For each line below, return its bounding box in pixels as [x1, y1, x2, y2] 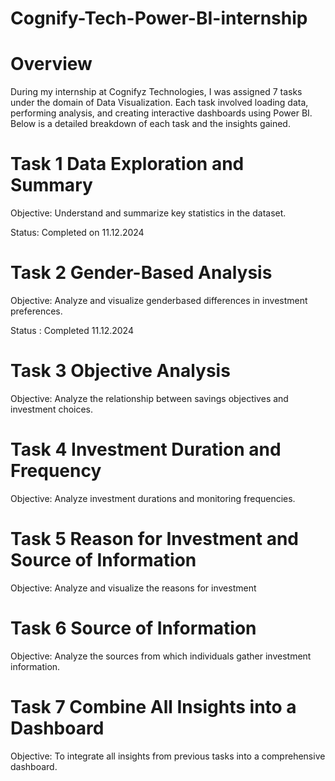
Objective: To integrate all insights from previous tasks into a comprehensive [10, 750, 326, 762]
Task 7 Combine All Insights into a [10, 695, 297, 718]
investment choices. [10, 403, 94, 415]
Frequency [10, 460, 102, 482]
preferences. [10, 305, 63, 317]
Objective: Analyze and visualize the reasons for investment [10, 582, 257, 594]
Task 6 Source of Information [10, 617, 257, 639]
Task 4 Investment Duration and [10, 438, 282, 461]
